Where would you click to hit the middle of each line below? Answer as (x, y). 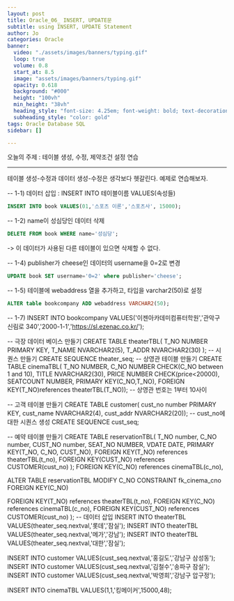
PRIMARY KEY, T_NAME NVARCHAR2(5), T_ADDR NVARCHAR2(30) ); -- (111, 350)
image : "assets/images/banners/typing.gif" (77, 78)
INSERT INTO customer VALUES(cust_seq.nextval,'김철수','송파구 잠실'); (109, 566)
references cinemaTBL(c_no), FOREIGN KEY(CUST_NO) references (103, 508)
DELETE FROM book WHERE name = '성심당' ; (63, 234)
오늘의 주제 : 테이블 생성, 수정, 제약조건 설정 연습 (73, 157)
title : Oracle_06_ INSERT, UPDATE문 (60, 20)
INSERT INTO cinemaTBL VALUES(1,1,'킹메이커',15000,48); (89, 590)
